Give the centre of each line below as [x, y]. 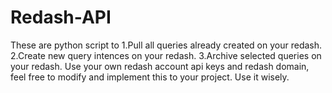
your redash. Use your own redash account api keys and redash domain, [160, 66]
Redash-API [61, 17]
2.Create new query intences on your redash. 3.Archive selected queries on [166, 55]
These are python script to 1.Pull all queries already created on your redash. [166, 45]
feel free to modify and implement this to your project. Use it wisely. [150, 77]
